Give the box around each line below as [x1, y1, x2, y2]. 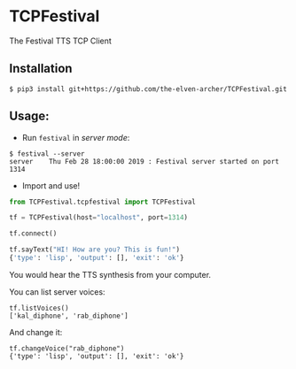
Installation [9, 61, 73, 76]
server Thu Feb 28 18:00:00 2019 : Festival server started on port [9, 157, 279, 165]
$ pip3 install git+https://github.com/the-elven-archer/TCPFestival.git [9, 84, 288, 94]
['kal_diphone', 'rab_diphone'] [9, 311, 129, 320]
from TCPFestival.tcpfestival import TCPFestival [9, 197, 197, 206]
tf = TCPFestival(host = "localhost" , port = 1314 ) [9, 213, 189, 222]
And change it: [9, 327, 63, 337]
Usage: [9, 109, 51, 124]
